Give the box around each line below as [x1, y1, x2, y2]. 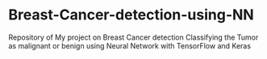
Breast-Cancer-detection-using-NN [8, 6, 254, 24]
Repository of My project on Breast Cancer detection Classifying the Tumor [8, 32, 259, 42]
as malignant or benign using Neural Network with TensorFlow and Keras [8, 40, 252, 50]
